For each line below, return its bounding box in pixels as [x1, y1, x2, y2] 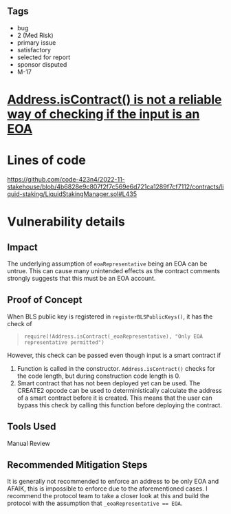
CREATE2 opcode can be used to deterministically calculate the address [16, 386, 222, 394]
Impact [7, 241, 38, 253]
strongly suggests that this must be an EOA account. [7, 274, 156, 282]
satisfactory [16, 45, 52, 54]
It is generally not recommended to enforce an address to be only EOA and [7, 478, 219, 486]
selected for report [16, 53, 71, 61]
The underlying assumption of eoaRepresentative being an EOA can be [7, 259, 208, 268]
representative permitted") [23, 339, 104, 346]
